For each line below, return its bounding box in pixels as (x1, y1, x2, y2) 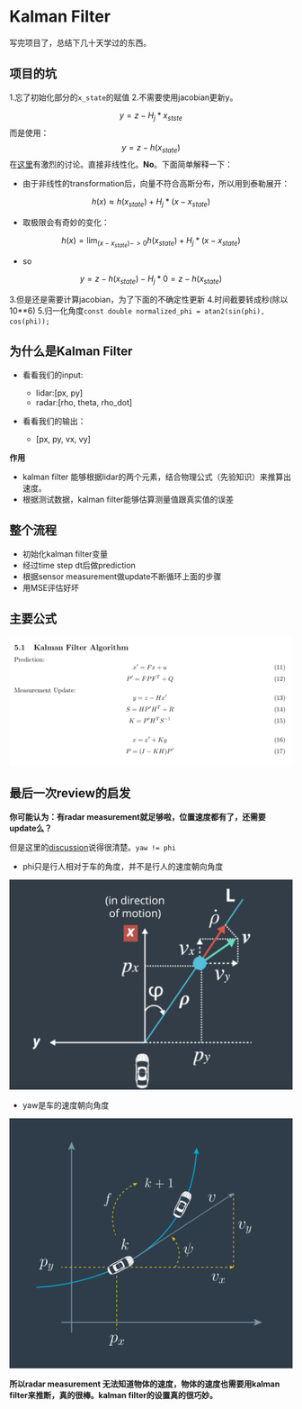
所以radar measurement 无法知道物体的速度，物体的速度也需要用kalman (9, 1378, 280, 1389)
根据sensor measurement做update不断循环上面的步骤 (22, 570, 222, 582)
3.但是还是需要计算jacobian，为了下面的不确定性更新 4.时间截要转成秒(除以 (9, 295, 289, 305)
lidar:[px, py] (35, 387, 84, 398)
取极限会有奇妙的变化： (22, 217, 110, 228)
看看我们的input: (22, 369, 84, 380)
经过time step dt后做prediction (22, 559, 137, 570)
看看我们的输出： (22, 415, 86, 426)
